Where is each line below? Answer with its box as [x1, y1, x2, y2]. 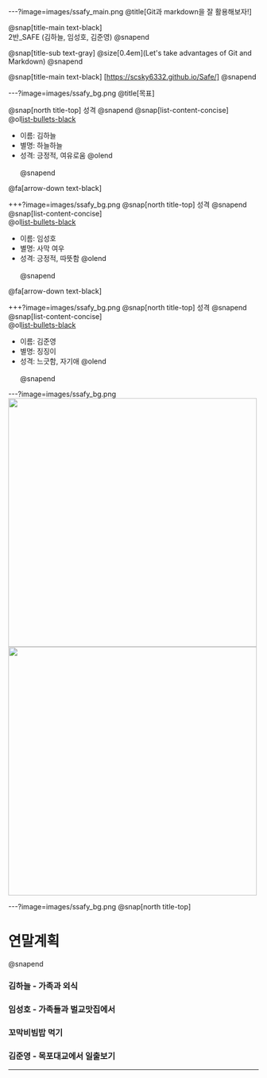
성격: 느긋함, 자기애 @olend [19, 356, 107, 366]
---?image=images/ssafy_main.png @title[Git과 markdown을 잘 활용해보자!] [8, 7, 252, 16]
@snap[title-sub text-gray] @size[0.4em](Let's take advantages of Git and [8, 49, 252, 57]
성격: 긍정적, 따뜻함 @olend [19, 254, 107, 263]
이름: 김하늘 [19, 130, 57, 140]
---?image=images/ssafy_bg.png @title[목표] [8, 88, 155, 98]
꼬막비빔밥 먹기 [8, 1027, 64, 1038]
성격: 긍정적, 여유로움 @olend [19, 150, 113, 160]
